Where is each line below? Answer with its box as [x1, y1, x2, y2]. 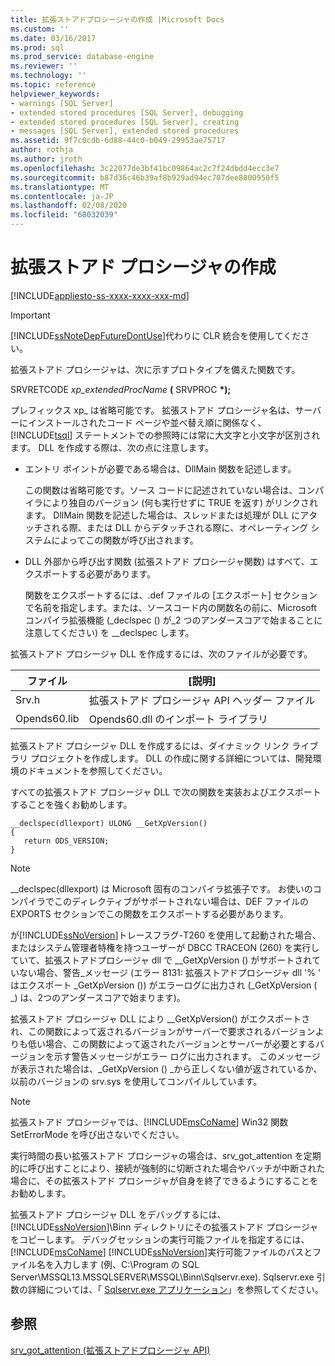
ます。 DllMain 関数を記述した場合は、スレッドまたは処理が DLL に [24, 509, 301, 521]
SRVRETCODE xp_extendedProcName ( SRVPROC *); [10, 383, 232, 395]
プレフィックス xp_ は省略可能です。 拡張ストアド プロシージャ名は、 [10, 404, 296, 416]
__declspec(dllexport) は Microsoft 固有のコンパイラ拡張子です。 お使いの [10, 882, 313, 895]
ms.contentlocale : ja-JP [10, 191, 114, 201]
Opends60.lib [15, 711, 80, 725]
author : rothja [10, 145, 74, 155]
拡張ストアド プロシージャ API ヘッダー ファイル [88, 693, 316, 707]
